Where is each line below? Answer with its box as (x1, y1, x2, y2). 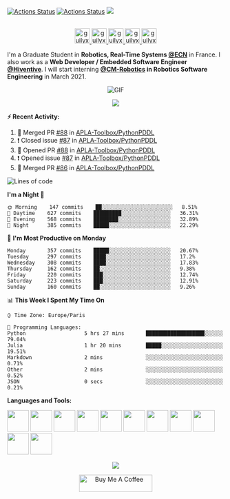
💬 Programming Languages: (7, 324, 81, 331)
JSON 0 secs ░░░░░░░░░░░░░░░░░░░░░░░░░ (7, 378, 224, 385)
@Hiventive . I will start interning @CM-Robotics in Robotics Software (7, 65, 208, 73)
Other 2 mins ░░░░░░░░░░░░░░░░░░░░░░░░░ (7, 366, 224, 373)
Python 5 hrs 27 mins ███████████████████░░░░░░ (7, 330, 224, 337)
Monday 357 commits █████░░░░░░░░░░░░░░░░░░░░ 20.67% (7, 247, 198, 254)
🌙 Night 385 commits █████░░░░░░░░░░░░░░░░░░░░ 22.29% (7, 222, 198, 229)
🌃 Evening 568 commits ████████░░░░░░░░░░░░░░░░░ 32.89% (7, 216, 198, 223)
